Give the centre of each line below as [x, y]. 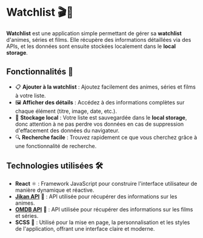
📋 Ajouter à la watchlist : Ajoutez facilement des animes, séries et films [105, 87]
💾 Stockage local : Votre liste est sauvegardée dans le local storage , [101, 117]
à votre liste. [31, 95]
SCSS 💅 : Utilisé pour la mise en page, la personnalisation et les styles [102, 222]
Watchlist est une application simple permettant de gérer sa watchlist [94, 33]
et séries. [27, 216]
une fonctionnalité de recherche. [56, 146]
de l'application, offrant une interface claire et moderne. [85, 228]
